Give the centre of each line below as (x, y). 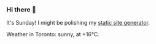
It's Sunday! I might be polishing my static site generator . (78, 23)
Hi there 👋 (21, 10)
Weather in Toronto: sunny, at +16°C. (53, 34)
